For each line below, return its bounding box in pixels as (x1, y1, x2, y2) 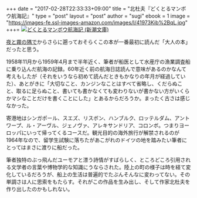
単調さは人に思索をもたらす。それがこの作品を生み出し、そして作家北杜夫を (6, 178, 191, 185)
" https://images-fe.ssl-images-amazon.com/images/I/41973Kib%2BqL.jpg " (6, 19, 188, 26)
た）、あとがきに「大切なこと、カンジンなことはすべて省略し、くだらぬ (6, 80, 178, 87)
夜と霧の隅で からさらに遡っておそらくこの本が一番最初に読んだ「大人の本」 (6, 39, 191, 45)
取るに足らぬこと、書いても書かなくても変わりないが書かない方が (16, 87, 175, 94)
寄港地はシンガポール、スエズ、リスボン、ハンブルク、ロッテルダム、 (6, 115, 175, 121)
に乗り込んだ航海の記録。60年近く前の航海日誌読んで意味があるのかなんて (6, 66, 187, 72)
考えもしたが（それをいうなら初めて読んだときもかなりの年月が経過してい (6, 73, 186, 80)
